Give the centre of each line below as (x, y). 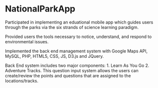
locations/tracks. (22, 81)
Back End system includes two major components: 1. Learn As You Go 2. (77, 65)
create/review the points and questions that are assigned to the (68, 75)
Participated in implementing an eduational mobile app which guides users (79, 22)
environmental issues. (27, 41)
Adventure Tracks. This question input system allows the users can (72, 70)
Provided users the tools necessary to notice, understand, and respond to (79, 37)
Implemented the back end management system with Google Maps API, (76, 51)
